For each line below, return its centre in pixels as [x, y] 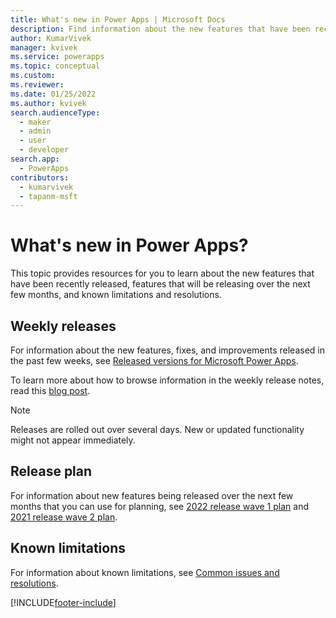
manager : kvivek [44, 47]
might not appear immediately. [73, 440]
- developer [44, 150]
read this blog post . [50, 390]
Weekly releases [63, 326]
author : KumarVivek [51, 38]
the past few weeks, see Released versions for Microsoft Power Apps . [154, 360]
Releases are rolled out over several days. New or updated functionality [157, 429]
